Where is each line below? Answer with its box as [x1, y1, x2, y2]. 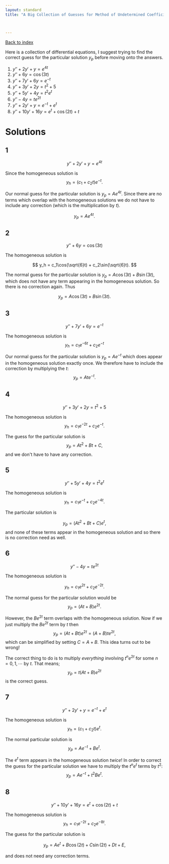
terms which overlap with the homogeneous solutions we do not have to [5, 197, 155, 203]
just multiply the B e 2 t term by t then [5, 620, 79, 627]
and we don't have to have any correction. [5, 451, 93, 457]
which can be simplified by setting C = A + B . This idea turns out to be [5, 639, 151, 645]
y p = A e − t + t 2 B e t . [66, 771, 103, 779]
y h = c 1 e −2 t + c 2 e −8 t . [63, 819, 106, 828]
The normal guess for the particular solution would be [5, 594, 117, 601]
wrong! [5, 644, 20, 650]
